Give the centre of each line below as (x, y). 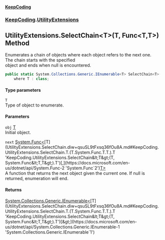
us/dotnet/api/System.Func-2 (35, 168)
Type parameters (23, 90)
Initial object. (18, 133)
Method (17, 43)
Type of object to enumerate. (34, 105)
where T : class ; (32, 79)
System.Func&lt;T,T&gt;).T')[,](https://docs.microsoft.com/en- (68, 163)
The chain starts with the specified (40, 60)
